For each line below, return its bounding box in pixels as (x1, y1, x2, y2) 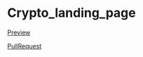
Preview (7, 28, 31, 37)
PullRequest (7, 42, 42, 50)
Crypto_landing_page (7, 5, 136, 21)
